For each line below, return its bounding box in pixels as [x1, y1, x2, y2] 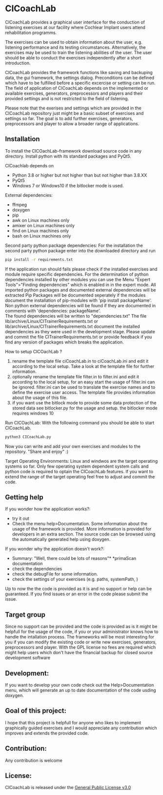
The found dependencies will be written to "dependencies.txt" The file [5, 313, 147, 319]
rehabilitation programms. [5, 29, 57, 35]
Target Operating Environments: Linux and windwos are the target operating [5, 458, 158, 464]
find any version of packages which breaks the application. [5, 339, 124, 345]
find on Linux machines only [12, 228, 69, 234]
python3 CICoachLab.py [5, 434, 51, 439]
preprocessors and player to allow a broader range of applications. [5, 121, 140, 127]
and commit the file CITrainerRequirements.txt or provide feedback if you [5, 334, 152, 340]
